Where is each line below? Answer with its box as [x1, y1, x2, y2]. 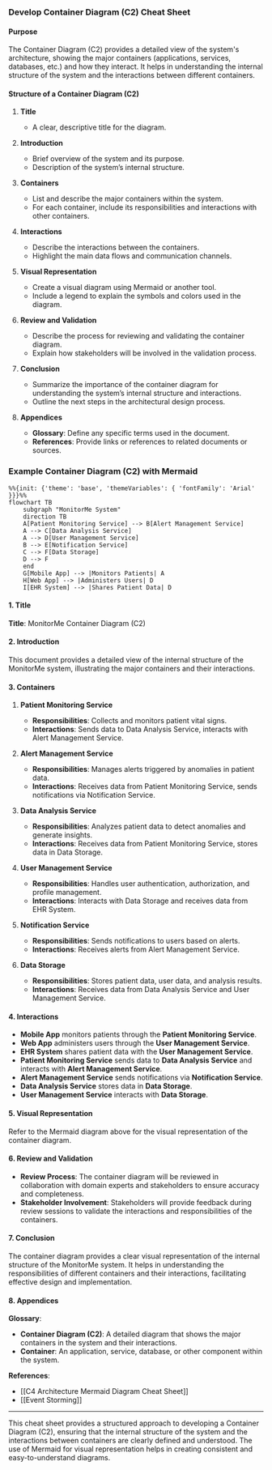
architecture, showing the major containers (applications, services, [8, 53, 232, 63]
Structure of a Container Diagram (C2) [8, 88, 139, 99]
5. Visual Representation [8, 1109, 93, 1118]
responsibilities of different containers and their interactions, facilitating [8, 1268, 247, 1278]
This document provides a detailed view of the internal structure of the [8, 655, 244, 665]
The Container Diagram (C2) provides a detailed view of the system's [8, 45, 240, 54]
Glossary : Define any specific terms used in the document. [32, 428, 230, 438]
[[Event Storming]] [19, 1395, 83, 1405]
